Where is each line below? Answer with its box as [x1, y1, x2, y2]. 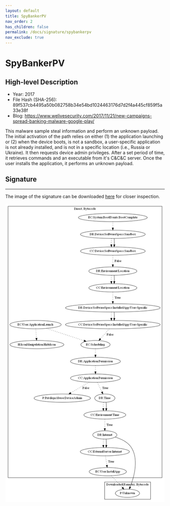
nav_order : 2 [5, 19, 33, 24]
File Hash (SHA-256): [12, 97, 57, 103]
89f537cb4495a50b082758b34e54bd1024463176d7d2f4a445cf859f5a [12, 102, 163, 108]
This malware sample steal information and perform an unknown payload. [5, 128, 159, 134]
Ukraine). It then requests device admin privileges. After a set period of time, [5, 150, 165, 155]
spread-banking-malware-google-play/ [12, 118, 95, 124]
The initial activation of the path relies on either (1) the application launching [5, 134, 163, 139]
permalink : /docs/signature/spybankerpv [5, 29, 92, 35]
